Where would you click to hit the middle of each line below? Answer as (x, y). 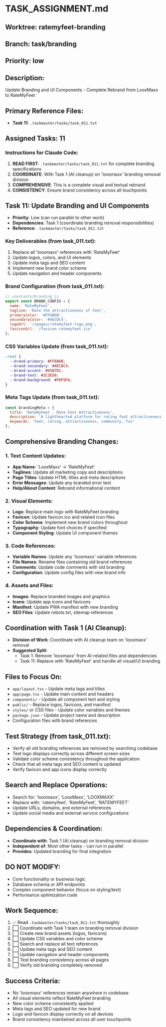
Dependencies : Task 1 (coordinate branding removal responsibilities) (83, 223)
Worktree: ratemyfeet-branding (55, 27)
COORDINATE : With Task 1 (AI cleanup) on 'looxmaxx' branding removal (86, 174)
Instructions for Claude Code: (42, 153)
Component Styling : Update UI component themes (65, 533)
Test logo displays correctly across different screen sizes (71, 754)
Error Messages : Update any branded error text (62, 483)
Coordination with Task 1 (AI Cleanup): (66, 628)
